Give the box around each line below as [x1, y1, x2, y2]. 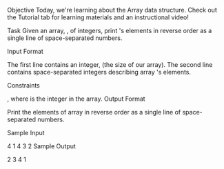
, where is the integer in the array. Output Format [7, 95, 146, 103]
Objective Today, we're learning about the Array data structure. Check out [7, 6, 217, 14]
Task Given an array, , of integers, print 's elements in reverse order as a [7, 27, 212, 34]
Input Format [7, 48, 43, 55]
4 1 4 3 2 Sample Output [7, 142, 76, 150]
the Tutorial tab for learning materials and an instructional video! [7, 13, 190, 21]
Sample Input [7, 129, 45, 137]
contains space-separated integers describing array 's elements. [7, 68, 192, 76]
